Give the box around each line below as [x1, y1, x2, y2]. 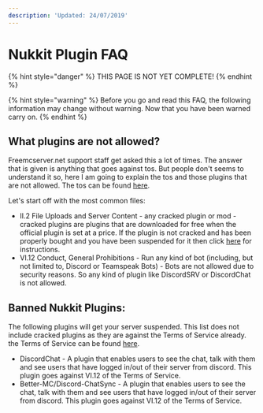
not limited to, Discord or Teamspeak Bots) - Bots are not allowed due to [19, 262, 254, 271]
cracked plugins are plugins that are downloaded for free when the [19, 220, 237, 229]
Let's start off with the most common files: [8, 196, 146, 206]
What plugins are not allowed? [8, 135, 161, 148]
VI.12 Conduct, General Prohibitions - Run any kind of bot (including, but [19, 253, 254, 262]
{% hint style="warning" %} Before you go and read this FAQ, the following [8, 95, 251, 105]
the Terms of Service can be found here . [8, 339, 140, 348]
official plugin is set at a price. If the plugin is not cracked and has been [19, 228, 252, 237]
